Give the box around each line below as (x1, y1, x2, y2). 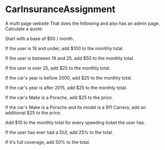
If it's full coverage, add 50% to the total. (5, 139, 90, 145)
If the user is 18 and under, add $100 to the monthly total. (5, 45, 124, 51)
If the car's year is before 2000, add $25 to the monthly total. (5, 74, 133, 81)
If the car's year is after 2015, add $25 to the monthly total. (5, 85, 127, 91)
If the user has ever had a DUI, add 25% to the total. (5, 129, 114, 135)
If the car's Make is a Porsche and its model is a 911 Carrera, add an (5, 104, 146, 110)
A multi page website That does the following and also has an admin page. (5, 20, 160, 26)
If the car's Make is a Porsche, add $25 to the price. (5, 94, 114, 100)
